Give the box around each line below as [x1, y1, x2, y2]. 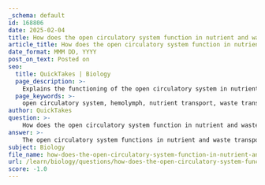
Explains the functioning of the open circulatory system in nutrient [22, 84, 259, 93]
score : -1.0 [8, 165, 47, 173]
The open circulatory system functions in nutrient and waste [22, 135, 231, 144]
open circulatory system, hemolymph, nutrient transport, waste [22, 99, 238, 107]
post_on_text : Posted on [8, 56, 90, 64]
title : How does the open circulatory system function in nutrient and [8, 33, 248, 42]
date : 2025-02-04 [8, 26, 65, 34]
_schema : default [8, 11, 65, 20]
